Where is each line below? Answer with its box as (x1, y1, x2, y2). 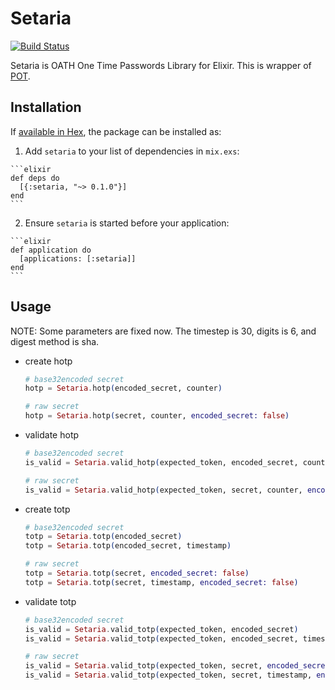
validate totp (24, 595, 77, 607)
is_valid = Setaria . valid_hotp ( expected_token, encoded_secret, (24, 457, 299, 467)
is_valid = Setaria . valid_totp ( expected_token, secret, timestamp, (24, 670, 313, 681)
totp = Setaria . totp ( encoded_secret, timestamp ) (24, 541, 232, 551)
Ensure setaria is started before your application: (24, 217, 230, 229)
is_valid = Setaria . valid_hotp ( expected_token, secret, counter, (24, 485, 303, 495)
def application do (10, 245, 92, 255)
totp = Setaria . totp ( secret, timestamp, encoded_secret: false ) (24, 577, 299, 587)
